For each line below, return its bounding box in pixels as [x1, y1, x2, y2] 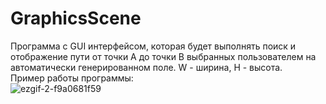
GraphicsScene [10, 7, 142, 30]
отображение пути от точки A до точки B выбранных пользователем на [10, 50, 317, 62]
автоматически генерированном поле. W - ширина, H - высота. [10, 61, 283, 73]
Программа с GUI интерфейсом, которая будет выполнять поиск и [10, 40, 297, 52]
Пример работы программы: [10, 72, 134, 84]
